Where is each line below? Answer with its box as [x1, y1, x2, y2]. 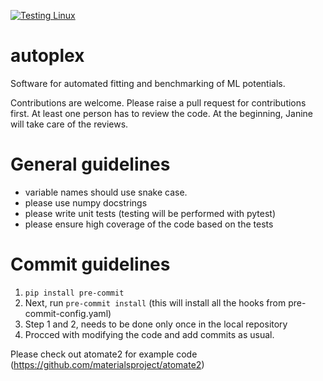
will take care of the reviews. [10, 118, 129, 130]
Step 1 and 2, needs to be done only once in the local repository [24, 318, 288, 330]
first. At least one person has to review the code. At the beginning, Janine [10, 107, 313, 119]
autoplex [10, 45, 85, 67]
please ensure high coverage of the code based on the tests [24, 218, 274, 230]
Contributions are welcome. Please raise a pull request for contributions [10, 96, 307, 109]
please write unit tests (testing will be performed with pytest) [24, 207, 277, 219]
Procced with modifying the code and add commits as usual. [24, 328, 275, 340]
